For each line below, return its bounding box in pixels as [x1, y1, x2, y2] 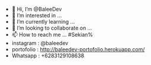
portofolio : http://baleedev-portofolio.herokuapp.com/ [11, 46, 145, 53]
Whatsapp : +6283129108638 [11, 52, 85, 59]
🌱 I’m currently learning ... [11, 18, 75, 25]
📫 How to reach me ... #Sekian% [11, 31, 94, 38]
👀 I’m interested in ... [11, 12, 62, 19]
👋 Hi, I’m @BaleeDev [11, 6, 62, 12]
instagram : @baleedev [11, 40, 69, 47]
